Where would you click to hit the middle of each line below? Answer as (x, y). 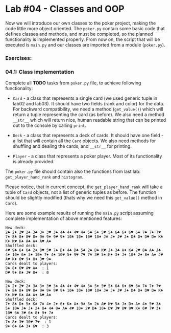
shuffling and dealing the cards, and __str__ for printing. (72, 146)
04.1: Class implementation (40, 72)
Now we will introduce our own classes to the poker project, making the (81, 23)
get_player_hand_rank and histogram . (44, 177)
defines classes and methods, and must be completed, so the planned (79, 34)
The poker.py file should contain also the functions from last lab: (73, 171)
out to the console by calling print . (50, 125)
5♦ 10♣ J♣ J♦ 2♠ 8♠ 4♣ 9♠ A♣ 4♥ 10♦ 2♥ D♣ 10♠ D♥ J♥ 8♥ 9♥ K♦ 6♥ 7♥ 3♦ (83, 308)
